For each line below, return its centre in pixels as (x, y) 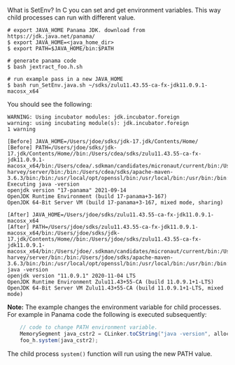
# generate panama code (42, 61)
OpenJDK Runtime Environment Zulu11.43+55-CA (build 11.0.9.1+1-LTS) (111, 282)
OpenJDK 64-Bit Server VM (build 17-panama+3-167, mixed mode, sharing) (115, 202)
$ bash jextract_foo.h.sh (45, 67)
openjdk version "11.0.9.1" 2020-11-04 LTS (72, 276)
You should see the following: (50, 104)
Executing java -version (43, 184)
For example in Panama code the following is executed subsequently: (107, 314)
